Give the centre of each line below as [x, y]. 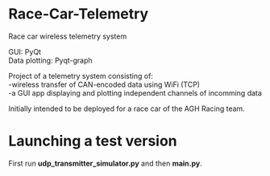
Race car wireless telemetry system [68, 36]
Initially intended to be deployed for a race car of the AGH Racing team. [127, 108]
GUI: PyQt [25, 51]
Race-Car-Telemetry [79, 14]
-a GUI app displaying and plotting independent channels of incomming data [135, 92]
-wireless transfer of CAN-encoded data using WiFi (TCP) [104, 84]
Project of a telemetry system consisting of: [81, 76]
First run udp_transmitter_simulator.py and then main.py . [106, 163]
